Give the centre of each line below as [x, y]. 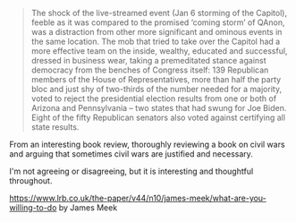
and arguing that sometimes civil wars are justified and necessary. [131, 154]
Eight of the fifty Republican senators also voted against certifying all [158, 117]
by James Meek [88, 208]
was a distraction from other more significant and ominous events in [156, 32]
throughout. [31, 181]
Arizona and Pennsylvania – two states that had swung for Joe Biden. [159, 108]
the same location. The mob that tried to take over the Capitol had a [156, 41]
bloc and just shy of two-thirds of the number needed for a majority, [156, 89]
